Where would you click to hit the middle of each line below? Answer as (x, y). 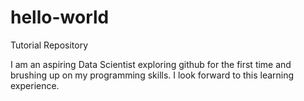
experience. (35, 85)
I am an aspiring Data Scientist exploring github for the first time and (151, 64)
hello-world (60, 17)
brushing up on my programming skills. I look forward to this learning (152, 75)
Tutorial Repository (49, 45)
